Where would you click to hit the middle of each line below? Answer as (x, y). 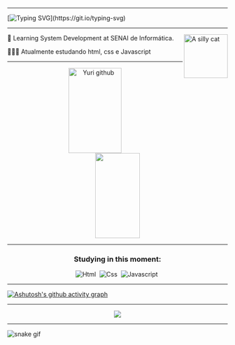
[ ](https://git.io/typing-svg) (66, 18)
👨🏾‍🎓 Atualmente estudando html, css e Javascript (79, 52)
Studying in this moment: (117, 259)
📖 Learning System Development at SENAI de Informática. (91, 38)
